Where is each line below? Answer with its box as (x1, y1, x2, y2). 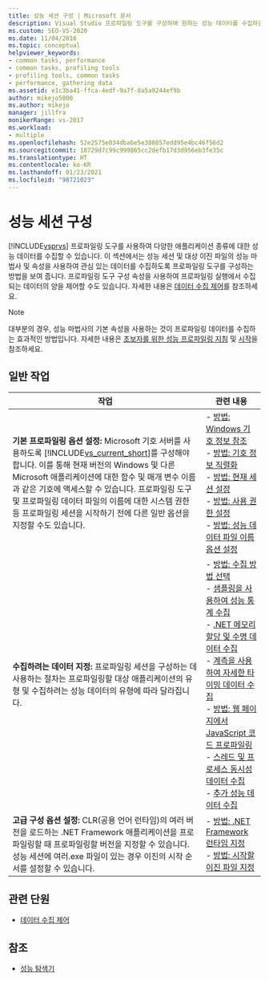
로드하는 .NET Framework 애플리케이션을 (29, 826, 178, 837)
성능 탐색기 (19, 964, 55, 974)
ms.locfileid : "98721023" (8, 176, 94, 185)
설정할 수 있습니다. (29, 862, 95, 873)
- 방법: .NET (205, 816, 251, 827)
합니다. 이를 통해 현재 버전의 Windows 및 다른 (12, 459, 175, 470)
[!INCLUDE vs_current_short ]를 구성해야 (43, 447, 191, 458)
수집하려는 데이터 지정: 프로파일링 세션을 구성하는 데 (12, 661, 198, 672)
